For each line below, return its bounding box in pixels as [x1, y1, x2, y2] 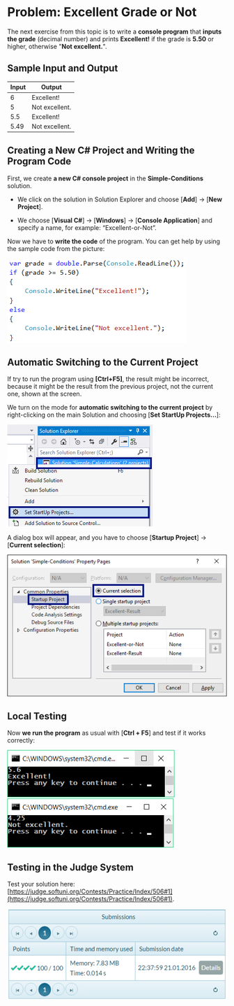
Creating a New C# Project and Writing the [7, 145, 195, 157]
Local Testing [7, 710, 68, 722]
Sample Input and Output [7, 62, 118, 74]
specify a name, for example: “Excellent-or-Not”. [17, 223, 157, 231]
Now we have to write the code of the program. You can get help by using [7, 237, 221, 245]
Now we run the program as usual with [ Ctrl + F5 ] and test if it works [7, 728, 206, 738]
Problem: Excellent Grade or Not [7, 4, 197, 20]
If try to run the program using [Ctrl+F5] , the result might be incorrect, [7, 375, 210, 383]
